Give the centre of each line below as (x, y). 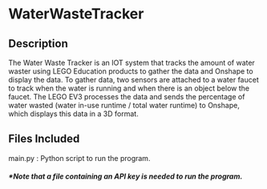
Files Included (44, 139)
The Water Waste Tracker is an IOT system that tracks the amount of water (131, 62)
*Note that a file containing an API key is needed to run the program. (125, 176)
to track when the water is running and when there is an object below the (129, 88)
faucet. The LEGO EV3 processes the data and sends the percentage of (127, 97)
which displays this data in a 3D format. (73, 114)
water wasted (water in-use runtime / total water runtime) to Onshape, (124, 105)
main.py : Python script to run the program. (79, 158)
